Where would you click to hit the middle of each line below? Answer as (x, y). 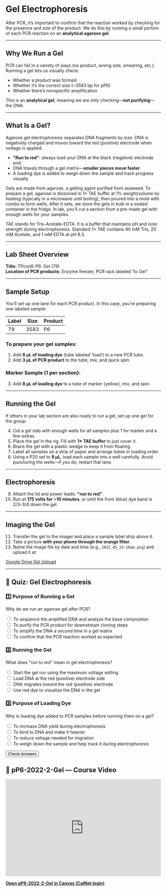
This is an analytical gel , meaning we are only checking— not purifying (78, 100)
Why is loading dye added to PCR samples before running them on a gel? (80, 716)
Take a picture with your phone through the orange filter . (72, 542)
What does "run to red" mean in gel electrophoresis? (59, 662)
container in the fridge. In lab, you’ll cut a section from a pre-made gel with (82, 209)
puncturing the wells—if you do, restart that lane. (62, 462)
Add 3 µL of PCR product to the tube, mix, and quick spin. (71, 360)
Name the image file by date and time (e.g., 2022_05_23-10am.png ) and (83, 547)
